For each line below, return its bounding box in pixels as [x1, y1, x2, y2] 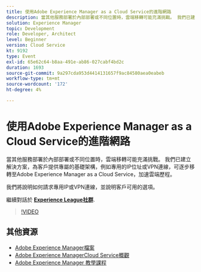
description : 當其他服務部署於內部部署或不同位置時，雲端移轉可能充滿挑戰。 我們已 [6, 14, 191, 20]
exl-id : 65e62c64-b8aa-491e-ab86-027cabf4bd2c [6, 59, 124, 65]
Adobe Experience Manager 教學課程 [14, 259, 106, 266]
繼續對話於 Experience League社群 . [6, 196, 95, 203]
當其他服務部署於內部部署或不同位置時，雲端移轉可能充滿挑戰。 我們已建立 [6, 155, 191, 162]
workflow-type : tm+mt [6, 75, 60, 81]
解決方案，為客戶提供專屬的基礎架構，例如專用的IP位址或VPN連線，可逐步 [6, 163, 190, 170]
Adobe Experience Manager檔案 [14, 244, 95, 251]
